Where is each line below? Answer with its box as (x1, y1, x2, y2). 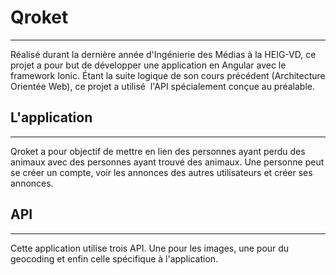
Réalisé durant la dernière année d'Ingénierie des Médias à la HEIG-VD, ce (10, 48, 317, 60)
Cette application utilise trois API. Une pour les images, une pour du (10, 242, 290, 254)
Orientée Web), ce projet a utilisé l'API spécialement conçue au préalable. (10, 80, 316, 92)
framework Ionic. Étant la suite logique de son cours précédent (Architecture (10, 69, 326, 81)
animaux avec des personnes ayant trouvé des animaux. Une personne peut (10, 156, 325, 168)
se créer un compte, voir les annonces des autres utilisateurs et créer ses (10, 166, 313, 178)
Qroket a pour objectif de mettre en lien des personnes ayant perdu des (10, 145, 306, 157)
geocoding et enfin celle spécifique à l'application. (10, 252, 219, 265)
